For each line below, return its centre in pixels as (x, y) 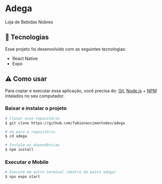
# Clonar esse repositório (32, 118)
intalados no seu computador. (35, 96)
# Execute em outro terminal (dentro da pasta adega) (61, 172)
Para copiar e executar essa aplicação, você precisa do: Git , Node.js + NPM (81, 91)
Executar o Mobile (27, 162)
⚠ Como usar (26, 79)
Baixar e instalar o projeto (36, 109)
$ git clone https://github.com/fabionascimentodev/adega (65, 123)
